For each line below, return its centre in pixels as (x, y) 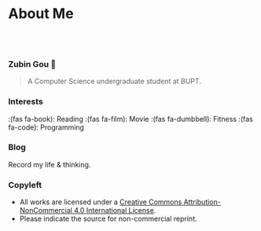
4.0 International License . (115, 211)
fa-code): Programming (46, 127)
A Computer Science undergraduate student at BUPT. (114, 81)
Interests (26, 101)
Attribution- (202, 202)
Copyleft (25, 185)
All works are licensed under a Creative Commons (101, 202)
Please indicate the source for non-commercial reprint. (108, 219)
